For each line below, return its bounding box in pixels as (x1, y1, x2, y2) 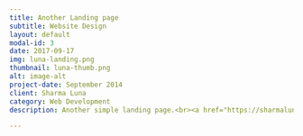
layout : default (9, 30, 70, 39)
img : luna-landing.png (9, 55, 95, 64)
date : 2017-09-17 (9, 47, 75, 56)
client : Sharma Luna (9, 88, 87, 97)
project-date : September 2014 (9, 80, 124, 89)
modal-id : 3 (9, 38, 54, 48)
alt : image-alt (9, 72, 67, 81)
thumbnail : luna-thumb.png (9, 64, 111, 73)
